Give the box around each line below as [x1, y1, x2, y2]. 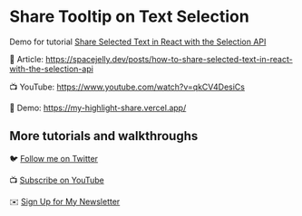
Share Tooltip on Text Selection [9, 6, 249, 27]
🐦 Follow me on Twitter [9, 153, 98, 164]
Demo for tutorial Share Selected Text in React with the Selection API [9, 36, 267, 47]
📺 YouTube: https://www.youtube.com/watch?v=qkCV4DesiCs [9, 81, 245, 92]
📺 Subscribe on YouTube [9, 174, 104, 185]
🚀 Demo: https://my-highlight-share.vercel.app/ [9, 102, 187, 113]
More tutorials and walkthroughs [9, 128, 199, 144]
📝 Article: [9, 53, 44, 64]
